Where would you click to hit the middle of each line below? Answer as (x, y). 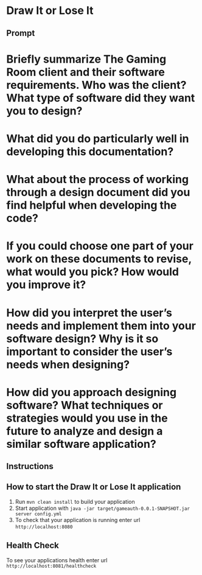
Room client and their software (86, 72)
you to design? (44, 111)
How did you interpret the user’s (89, 312)
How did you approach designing (92, 392)
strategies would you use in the (87, 418)
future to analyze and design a (85, 431)
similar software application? (81, 444)
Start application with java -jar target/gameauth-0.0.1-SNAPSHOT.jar (103, 508)
